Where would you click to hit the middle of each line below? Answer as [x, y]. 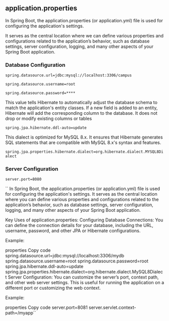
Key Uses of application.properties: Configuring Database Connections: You [84, 220]
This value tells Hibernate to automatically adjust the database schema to [81, 103]
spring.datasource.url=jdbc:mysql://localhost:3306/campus [69, 75]
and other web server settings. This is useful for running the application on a [85, 283]
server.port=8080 [23, 179]
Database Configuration [35, 65]
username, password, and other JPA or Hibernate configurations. [73, 231]
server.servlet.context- [112, 307]
